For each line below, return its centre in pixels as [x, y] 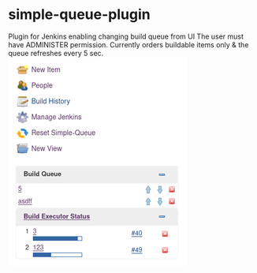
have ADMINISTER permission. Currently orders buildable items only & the [128, 44]
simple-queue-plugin [80, 15]
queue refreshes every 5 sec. [56, 53]
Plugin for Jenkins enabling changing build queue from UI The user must [126, 36]
